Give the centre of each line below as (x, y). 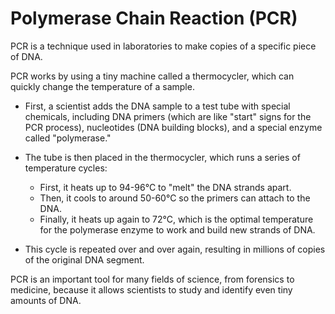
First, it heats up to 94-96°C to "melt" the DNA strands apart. (165, 187)
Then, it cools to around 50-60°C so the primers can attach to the (175, 198)
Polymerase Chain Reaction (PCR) (154, 18)
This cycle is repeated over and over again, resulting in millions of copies (175, 249)
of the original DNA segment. (84, 259)
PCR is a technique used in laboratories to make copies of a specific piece (163, 46)
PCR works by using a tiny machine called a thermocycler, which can (152, 76)
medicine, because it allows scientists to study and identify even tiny (151, 289)
